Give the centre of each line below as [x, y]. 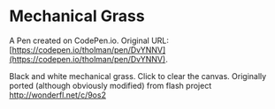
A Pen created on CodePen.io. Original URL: [89, 40]
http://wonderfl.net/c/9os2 [57, 95]
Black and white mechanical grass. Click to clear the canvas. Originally [138, 76]
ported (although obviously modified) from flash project [111, 85]
